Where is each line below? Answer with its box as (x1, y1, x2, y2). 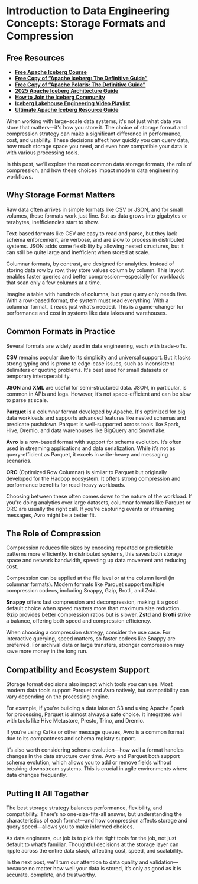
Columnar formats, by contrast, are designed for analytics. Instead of (6, 260, 174, 267)
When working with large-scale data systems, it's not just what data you (6, 118, 182, 125)
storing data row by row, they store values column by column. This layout (6, 266, 184, 273)
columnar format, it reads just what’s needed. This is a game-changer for (6, 303, 184, 310)
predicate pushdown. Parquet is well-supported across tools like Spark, (6, 420, 180, 428)
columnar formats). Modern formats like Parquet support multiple (6, 581, 165, 588)
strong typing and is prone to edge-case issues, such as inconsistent (6, 360, 174, 367)
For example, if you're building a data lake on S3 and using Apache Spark (6, 705, 185, 712)
